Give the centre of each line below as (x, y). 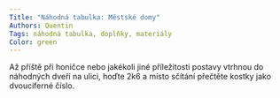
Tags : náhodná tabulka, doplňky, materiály (91, 34)
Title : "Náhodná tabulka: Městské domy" (85, 17)
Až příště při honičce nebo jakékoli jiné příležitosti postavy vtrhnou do (136, 67)
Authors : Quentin (41, 26)
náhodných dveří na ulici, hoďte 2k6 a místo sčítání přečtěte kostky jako (140, 77)
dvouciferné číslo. (42, 86)
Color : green (33, 42)
